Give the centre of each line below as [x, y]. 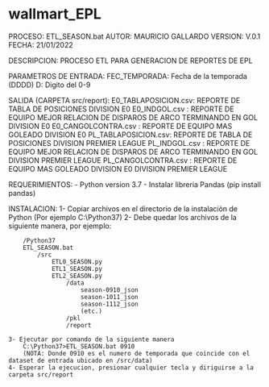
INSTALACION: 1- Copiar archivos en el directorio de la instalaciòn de [123, 208]
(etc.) [91, 311]
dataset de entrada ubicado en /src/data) [81, 360]
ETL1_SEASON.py [77, 268]
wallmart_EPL [55, 14]
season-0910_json [109, 290]
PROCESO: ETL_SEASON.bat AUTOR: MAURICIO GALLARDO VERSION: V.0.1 [134, 36]
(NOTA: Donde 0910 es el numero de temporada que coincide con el [137, 353]
